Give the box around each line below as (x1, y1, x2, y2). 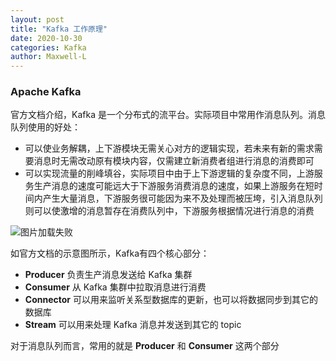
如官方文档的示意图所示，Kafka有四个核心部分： (10, 247, 210, 260)
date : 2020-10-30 (10, 33, 83, 43)
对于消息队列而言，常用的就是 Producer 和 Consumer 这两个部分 (10, 340, 280, 352)
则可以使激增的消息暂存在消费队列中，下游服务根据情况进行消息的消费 (24, 205, 315, 217)
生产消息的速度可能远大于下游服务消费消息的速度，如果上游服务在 (33, 180, 306, 192)
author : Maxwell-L (10, 52, 87, 62)
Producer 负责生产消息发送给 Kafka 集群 (24, 269, 193, 281)
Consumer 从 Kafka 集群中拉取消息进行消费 (24, 281, 207, 293)
